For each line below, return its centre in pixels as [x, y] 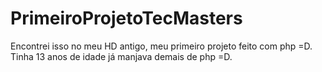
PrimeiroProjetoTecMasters [126, 18]
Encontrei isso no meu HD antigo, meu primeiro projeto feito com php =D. [161, 46]
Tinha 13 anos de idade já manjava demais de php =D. [121, 56]
